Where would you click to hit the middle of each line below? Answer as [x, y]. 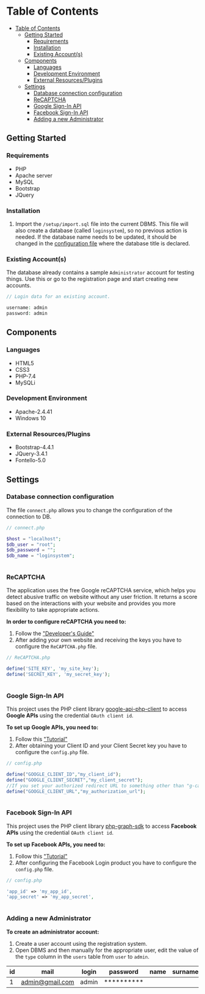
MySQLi [25, 382]
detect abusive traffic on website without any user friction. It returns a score [102, 597]
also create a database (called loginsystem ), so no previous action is [101, 230]
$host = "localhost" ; [34, 539]
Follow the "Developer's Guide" [55, 634]
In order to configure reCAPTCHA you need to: [66, 622]
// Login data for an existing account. [59, 297]
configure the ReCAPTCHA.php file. [56, 647]
